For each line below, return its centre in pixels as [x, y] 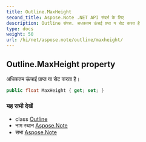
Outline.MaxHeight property [61, 64]
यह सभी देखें [20, 106]
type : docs [20, 29]
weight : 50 [20, 34]
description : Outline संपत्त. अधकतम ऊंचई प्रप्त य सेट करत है [73, 23]
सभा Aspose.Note [36, 132]
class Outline [31, 119]
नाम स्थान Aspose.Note [41, 125]
